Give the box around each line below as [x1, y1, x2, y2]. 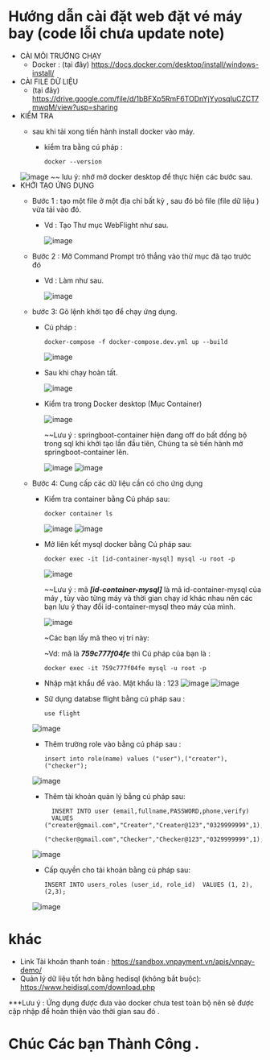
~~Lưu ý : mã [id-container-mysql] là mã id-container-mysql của [43, 584, 261, 594]
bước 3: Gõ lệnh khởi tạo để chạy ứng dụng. [31, 306, 178, 317]
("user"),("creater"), [152, 755, 228, 763]
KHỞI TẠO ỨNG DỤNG [19, 180, 95, 190]
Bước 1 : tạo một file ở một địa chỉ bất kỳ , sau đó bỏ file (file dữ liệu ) [31, 196, 260, 205]
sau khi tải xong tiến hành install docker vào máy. [31, 126, 195, 136]
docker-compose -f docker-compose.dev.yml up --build [43, 337, 228, 346]
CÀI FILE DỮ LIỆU [19, 77, 79, 86]
